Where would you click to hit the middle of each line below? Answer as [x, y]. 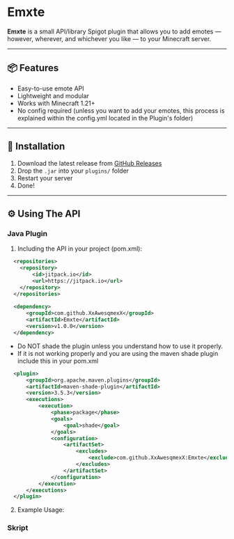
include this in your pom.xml [58, 361]
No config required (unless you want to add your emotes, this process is [121, 110]
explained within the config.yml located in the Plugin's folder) [105, 118]
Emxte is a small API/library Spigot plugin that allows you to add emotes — [114, 31]
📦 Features [33, 68]
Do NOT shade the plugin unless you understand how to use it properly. [120, 346]
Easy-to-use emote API [50, 88]
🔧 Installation [36, 147]
